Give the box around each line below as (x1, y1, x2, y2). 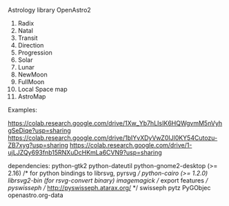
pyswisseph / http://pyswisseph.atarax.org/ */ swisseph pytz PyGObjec (8, 184, 211, 192)
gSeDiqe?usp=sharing (8, 127, 71, 134)
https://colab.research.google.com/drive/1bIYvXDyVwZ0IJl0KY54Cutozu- (8, 134, 218, 142)
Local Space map (17, 85, 68, 93)
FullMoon (17, 78, 45, 85)
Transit (17, 34, 38, 42)
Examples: (8, 106, 37, 114)
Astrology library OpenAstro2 (8, 6, 92, 14)
